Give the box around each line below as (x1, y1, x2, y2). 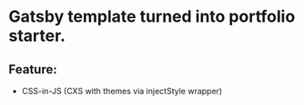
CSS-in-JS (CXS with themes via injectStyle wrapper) (21, 86, 223, 96)
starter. (8, 25, 66, 46)
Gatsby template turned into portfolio (8, 6, 296, 27)
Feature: (8, 62, 57, 77)
